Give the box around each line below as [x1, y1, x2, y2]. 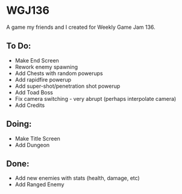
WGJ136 [6, 4, 50, 17]
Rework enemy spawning [14, 63, 78, 70]
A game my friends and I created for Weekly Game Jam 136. [6, 23, 155, 31]
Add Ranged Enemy [14, 181, 64, 188]
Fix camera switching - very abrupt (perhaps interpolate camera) [14, 95, 177, 102]
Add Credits [14, 102, 45, 109]
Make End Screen [14, 56, 59, 64]
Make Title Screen [14, 135, 60, 142]
